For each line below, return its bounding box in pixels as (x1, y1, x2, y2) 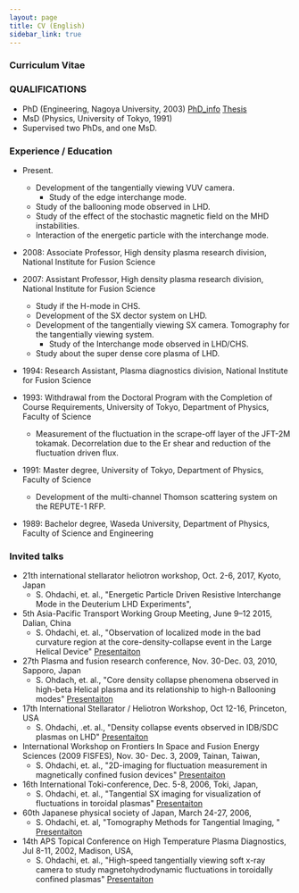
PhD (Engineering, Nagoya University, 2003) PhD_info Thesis (21, 104, 247, 114)
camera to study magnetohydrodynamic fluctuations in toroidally (35, 864, 274, 875)
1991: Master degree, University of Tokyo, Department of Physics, (21, 464, 264, 475)
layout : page (9, 13, 58, 22)
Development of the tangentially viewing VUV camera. (35, 182, 235, 193)
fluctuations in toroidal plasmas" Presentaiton (35, 798, 203, 809)
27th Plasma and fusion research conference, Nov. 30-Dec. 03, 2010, (21, 655, 278, 666)
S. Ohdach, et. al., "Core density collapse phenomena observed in (35, 675, 279, 686)
